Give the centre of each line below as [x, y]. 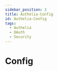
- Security [20, 37]
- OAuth [17, 32]
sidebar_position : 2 [26, 10]
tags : [10, 23]
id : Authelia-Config [26, 19]
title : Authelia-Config [29, 14]
